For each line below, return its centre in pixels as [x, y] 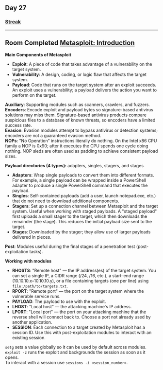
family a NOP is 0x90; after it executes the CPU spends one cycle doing [77, 146]
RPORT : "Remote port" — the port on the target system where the [78, 291]
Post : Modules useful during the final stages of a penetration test [70, 246]
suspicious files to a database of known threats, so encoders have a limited [80, 120]
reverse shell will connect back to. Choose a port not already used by [81, 317]
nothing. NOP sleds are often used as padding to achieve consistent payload [81, 151]
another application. [32, 322]
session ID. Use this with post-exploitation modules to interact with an [82, 332]
